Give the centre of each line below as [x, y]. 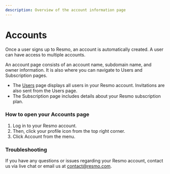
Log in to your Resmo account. [45, 126]
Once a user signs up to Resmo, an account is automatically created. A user [84, 49]
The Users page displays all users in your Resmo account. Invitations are [89, 85]
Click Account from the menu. [44, 136]
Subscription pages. [26, 75]
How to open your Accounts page [47, 114]
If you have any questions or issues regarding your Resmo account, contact [84, 161]
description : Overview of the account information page [65, 10]
